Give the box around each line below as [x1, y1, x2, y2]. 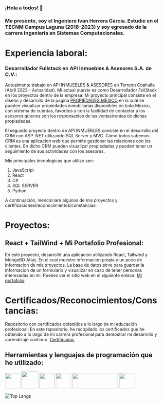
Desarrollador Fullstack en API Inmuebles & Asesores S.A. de [5, 65, 152, 72]
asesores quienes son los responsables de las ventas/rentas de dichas [5, 113, 147, 119]
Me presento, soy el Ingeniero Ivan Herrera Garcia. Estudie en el [5, 17, 159, 24]
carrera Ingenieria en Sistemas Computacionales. [5, 29, 125, 36]
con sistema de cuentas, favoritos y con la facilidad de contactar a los [5, 108, 145, 114]
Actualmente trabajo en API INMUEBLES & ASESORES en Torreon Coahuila [5, 82, 155, 88]
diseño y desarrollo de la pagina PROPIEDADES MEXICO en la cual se [5, 97, 145, 104]
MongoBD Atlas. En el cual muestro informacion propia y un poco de [5, 257, 143, 263]
